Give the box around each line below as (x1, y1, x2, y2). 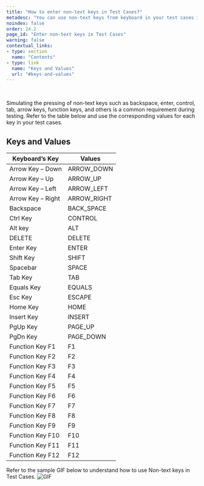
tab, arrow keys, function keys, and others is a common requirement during (6, 106, 195, 113)
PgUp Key (9, 323, 38, 331)
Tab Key (9, 273, 33, 282)
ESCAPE (67, 293, 92, 301)
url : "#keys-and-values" (12, 71, 75, 77)
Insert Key (9, 313, 38, 321)
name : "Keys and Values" (12, 65, 75, 72)
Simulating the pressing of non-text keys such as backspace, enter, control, (6, 100, 195, 107)
